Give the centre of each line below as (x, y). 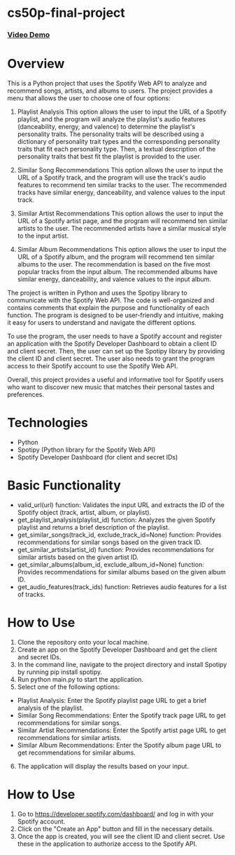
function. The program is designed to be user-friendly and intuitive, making (115, 315)
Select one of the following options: (69, 687)
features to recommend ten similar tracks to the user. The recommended (122, 185)
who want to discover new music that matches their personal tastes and (111, 387)
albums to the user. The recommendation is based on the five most (114, 264)
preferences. (26, 395)
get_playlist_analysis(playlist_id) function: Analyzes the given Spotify (116, 520)
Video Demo (29, 35)
